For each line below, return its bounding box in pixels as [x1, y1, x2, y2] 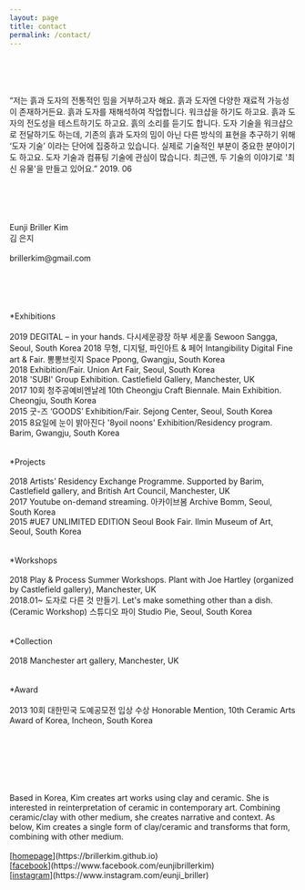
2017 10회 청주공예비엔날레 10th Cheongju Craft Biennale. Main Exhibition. [9, 384, 282, 396]
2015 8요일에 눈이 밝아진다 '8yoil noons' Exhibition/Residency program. [9, 417, 273, 428]
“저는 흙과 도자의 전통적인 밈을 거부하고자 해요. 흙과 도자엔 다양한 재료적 [9, 95, 266, 106]
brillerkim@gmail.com [9, 252, 91, 264]
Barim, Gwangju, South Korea [9, 427, 120, 438]
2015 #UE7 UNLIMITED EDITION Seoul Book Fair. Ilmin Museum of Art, [9, 517, 274, 527]
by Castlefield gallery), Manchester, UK [9, 584, 157, 595]
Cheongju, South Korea [9, 395, 97, 406]
